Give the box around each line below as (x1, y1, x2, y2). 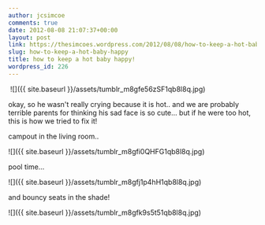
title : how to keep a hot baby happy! (8, 56, 136, 64)
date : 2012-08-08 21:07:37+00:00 (8, 26, 118, 34)
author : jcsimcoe (8, 11, 65, 20)
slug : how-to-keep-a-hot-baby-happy (8, 48, 129, 56)
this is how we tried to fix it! (8, 116, 98, 126)
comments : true (8, 19, 58, 27)
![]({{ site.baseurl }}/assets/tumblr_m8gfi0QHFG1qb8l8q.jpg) (8, 146, 205, 156)
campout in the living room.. (8, 131, 99, 141)
